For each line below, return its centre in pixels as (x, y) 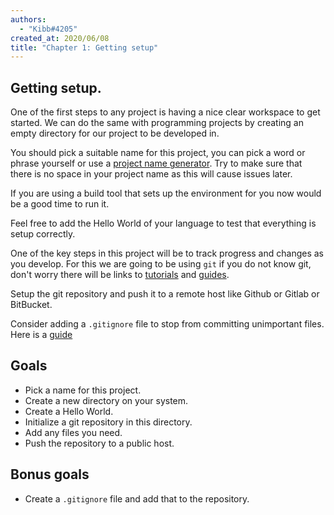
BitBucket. (31, 305)
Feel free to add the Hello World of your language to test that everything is (163, 223)
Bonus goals (50, 474)
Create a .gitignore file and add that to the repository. (137, 498)
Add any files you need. (73, 432)
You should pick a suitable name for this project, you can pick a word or (158, 153)
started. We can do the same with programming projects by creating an (157, 123)
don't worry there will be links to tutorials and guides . (120, 275)
